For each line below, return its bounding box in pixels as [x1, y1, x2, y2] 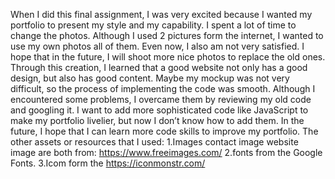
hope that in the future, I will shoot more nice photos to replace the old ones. [10, 51, 326, 63]
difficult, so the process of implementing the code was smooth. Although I [10, 83, 316, 94]
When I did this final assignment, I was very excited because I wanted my [10, 9, 313, 20]
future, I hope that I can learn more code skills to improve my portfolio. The [10, 125, 319, 137]
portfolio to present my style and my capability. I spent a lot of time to [10, 19, 297, 31]
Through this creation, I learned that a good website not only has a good [10, 62, 308, 73]
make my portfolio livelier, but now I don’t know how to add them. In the [10, 115, 305, 126]
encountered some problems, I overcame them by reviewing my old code [10, 94, 312, 105]
